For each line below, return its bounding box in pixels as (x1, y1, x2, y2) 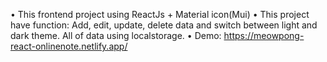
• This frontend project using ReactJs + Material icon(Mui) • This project (10, 9, 310, 20)
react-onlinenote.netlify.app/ (10, 40, 128, 52)
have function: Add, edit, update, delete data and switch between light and (10, 19, 318, 31)
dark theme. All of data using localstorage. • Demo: (10, 30, 222, 41)
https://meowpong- (223, 30, 305, 41)
